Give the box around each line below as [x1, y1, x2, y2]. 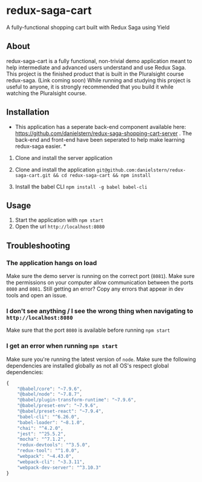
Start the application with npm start [15, 216, 104, 224]
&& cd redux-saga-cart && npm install [53, 172, 151, 179]
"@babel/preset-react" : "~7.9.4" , [17, 408, 104, 415]
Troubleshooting [6, 240, 71, 251]
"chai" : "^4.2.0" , [17, 425, 64, 431]
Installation [6, 107, 50, 117]
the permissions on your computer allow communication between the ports [6, 279, 194, 286]
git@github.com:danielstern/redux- [96, 167, 186, 173]
